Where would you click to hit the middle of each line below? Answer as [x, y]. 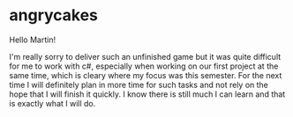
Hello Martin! [32, 40]
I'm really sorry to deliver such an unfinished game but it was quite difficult [145, 56]
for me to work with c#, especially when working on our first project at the [144, 66]
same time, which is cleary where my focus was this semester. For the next [146, 75]
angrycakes [54, 15]
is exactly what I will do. [53, 103]
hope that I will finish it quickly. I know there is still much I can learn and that [147, 94]
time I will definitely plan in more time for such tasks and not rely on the [139, 84]
